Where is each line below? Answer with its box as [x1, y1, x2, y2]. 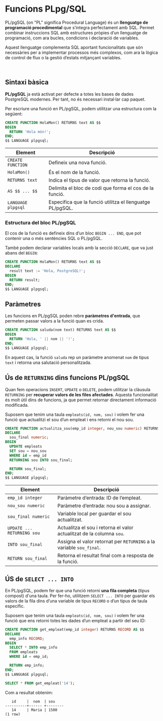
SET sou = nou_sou [9, 448, 47, 453]
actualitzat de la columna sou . [57, 531, 125, 537]
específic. [5, 603, 25, 609]
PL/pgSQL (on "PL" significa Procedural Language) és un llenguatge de [5, 19, 148, 25]
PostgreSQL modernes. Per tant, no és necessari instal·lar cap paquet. [5, 96, 146, 102]
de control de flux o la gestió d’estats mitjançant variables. [5, 54, 122, 60]
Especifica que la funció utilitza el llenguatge [48, 199, 150, 206]
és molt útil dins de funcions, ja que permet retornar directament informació [5, 397, 157, 403]
